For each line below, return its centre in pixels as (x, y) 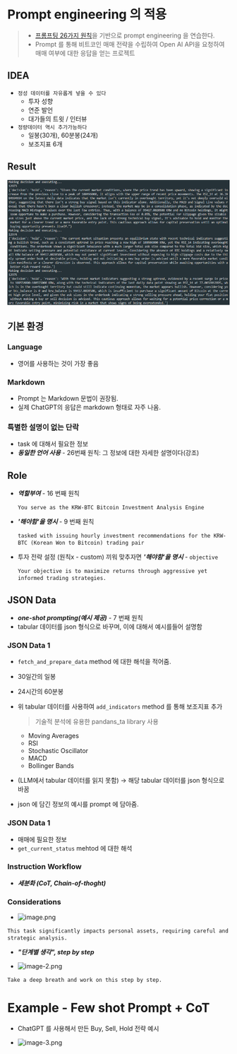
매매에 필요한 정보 (42, 839)
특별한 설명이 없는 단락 (43, 427)
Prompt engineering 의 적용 (87, 14)
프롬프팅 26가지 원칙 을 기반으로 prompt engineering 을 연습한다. (125, 35)
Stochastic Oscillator (58, 751)
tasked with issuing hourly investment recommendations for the (114, 536)
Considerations (34, 901)
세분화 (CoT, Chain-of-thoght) (62, 883)
